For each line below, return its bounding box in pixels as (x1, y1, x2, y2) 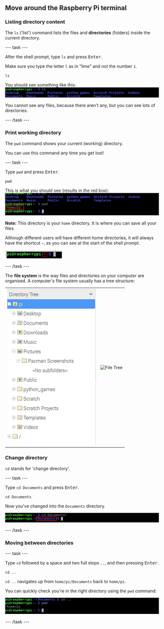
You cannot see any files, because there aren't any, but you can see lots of (5, 103, 155, 108)
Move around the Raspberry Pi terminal (5, 4, 127, 12)
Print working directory (5, 129, 61, 136)
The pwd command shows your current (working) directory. (5, 140, 123, 146)
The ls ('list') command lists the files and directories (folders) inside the (5, 29, 150, 36)
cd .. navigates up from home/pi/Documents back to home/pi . (5, 579, 126, 585)
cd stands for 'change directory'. (5, 465, 70, 471)
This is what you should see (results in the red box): (5, 188, 109, 193)
